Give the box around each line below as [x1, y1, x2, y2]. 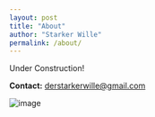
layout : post [9, 13, 58, 22]
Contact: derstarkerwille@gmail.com [9, 80, 146, 91]
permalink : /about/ [9, 38, 82, 48]
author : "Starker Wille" [9, 30, 102, 39]
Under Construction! [9, 63, 85, 74]
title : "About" [9, 22, 66, 31]
